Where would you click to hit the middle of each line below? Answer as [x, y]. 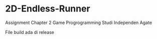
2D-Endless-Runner [48, 9]
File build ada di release [30, 32]
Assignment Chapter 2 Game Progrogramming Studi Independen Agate [78, 22]
